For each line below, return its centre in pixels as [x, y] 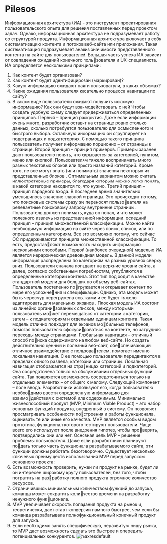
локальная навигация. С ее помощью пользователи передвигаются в [86, 356]
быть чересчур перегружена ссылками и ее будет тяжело [74, 297]
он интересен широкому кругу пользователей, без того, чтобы [79, 472]
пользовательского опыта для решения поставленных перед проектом [81, 28]
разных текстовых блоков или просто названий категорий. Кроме [83, 165]
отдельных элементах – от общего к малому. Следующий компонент [86, 382]
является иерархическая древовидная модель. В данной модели [82, 255]
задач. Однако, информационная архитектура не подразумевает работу [83, 33]
